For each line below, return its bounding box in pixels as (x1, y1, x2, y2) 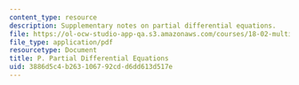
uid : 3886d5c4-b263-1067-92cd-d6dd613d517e (9, 63, 174, 72)
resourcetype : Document (9, 46, 98, 55)
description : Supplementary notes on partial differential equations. (9, 21, 277, 30)
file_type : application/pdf (9, 37, 114, 47)
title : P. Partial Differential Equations (9, 54, 169, 63)
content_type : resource (9, 12, 98, 22)
